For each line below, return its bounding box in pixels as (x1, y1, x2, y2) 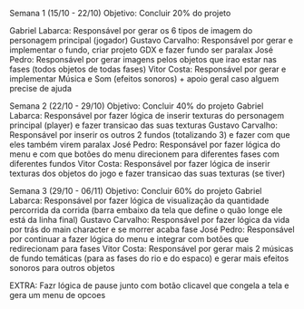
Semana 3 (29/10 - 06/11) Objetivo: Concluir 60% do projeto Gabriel (9, 186, 262, 196)
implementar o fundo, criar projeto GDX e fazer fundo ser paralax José (9, 44, 274, 55)
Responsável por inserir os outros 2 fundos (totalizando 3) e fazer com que (9, 130, 290, 140)
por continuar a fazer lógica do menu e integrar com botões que (9, 234, 250, 244)
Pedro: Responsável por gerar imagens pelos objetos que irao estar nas (9, 54, 277, 64)
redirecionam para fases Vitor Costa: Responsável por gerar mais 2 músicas (9, 244, 294, 254)
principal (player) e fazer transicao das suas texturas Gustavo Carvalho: (9, 120, 279, 130)
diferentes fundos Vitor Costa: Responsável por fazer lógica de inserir (9, 159, 270, 169)
